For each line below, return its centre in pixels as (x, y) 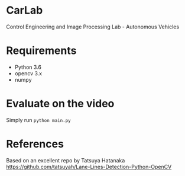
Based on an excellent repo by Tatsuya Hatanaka (66, 160)
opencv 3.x (28, 73)
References (35, 144)
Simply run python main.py (38, 120)
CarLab (25, 10)
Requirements (41, 51)
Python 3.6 (28, 67)
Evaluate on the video (60, 104)
